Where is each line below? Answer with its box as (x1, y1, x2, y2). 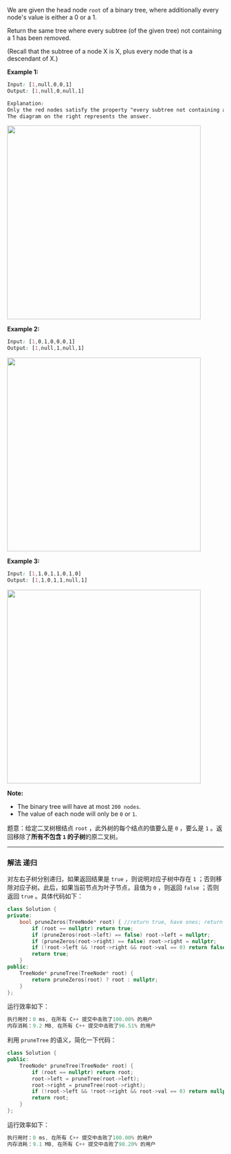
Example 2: (7, 325, 40, 333)
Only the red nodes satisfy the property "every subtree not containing (7, 106, 220, 113)
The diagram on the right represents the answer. (7, 113, 153, 120)
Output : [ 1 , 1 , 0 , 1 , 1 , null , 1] (7, 577, 88, 584)
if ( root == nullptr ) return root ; (32, 1069, 134, 1075)
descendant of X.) (7, 54, 58, 63)
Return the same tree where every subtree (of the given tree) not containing (7, 27, 222, 34)
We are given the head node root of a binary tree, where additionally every (7, 6, 219, 14)
